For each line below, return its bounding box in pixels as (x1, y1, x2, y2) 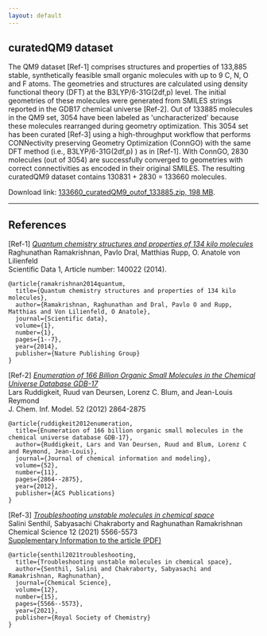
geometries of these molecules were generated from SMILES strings (8, 96, 233, 106)
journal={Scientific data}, (15, 315, 109, 323)
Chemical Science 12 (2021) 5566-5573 (8, 527, 137, 537)
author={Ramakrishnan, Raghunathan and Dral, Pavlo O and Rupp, (15, 301, 233, 309)
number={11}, (15, 469, 59, 477)
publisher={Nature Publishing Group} (15, 349, 141, 358)
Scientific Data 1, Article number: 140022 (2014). (8, 264, 167, 275)
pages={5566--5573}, (15, 600, 83, 608)
